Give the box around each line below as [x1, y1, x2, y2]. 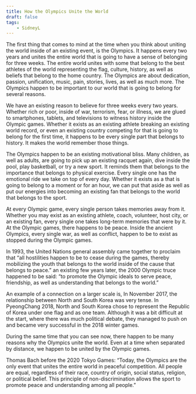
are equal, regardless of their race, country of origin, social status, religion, [6, 369, 187, 376]
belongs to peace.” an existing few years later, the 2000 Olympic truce [6, 267, 176, 274]
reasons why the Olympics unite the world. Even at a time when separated [6, 339, 185, 346]
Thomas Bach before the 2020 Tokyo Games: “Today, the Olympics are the [6, 357, 187, 364]
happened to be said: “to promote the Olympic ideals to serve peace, [6, 273, 173, 280]
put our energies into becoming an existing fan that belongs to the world [6, 188, 180, 195]
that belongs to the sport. [6, 194, 67, 201]
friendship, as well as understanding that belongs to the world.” [6, 279, 159, 286]
